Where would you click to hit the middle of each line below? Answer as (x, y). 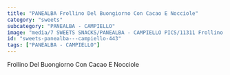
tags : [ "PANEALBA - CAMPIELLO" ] (53, 45)
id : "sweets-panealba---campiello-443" (64, 39)
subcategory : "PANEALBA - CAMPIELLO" (61, 26)
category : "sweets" (35, 20)
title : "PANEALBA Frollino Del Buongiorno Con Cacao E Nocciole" (103, 13)
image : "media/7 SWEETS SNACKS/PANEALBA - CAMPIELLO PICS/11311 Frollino (115, 32)
